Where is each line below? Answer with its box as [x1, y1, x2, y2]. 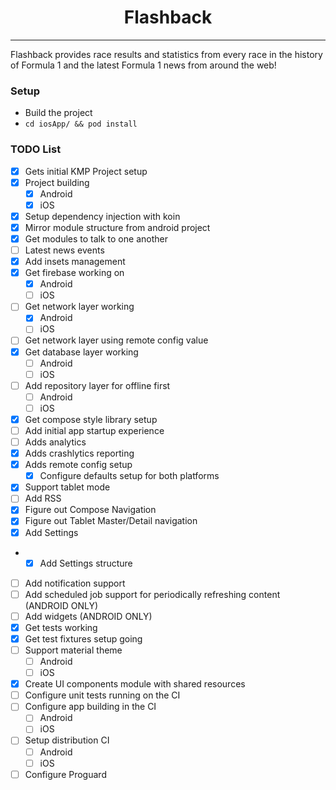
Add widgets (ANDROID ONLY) [24, 610, 153, 622]
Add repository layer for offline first [24, 379, 171, 391]
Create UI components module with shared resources [24, 678, 246, 690]
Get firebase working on [24, 267, 125, 279]
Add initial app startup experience [24, 424, 165, 436]
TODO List [10, 142, 62, 156]
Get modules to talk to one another [24, 232, 168, 245]
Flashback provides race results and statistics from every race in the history [10, 48, 323, 60]
